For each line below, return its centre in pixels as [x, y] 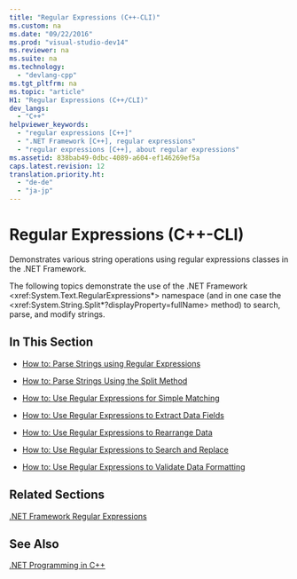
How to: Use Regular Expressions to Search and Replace [125, 449]
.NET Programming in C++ [58, 566]
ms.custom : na [35, 26]
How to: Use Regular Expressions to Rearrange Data [117, 432]
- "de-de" [35, 183]
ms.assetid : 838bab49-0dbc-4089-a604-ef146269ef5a [105, 158]
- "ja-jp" [35, 191]
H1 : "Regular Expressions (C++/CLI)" [79, 100]
